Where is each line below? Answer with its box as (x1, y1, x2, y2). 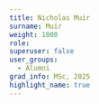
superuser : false (9, 47, 75, 56)
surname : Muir (9, 22, 63, 31)
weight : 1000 (9, 30, 58, 39)
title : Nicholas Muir (9, 13, 91, 23)
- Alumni (17, 64, 50, 73)
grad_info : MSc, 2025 (9, 72, 91, 81)
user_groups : (9, 55, 58, 64)
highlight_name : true (9, 80, 91, 90)
